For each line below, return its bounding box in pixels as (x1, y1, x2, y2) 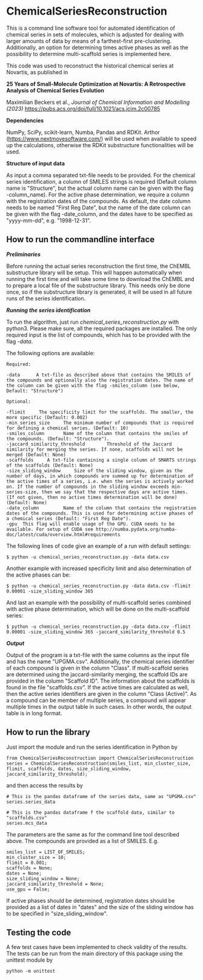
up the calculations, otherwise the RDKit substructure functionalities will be (6, 141, 194, 148)
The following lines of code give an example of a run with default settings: (6, 542, 191, 549)
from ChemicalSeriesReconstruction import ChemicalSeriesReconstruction (6, 755, 194, 761)
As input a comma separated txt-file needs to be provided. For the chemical (6, 172, 196, 179)
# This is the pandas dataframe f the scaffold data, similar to (6, 809, 175, 816)
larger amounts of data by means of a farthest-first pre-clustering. (6, 37, 171, 44)
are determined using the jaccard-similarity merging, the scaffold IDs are (6, 670, 188, 678)
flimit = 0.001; (6, 860, 47, 866)
